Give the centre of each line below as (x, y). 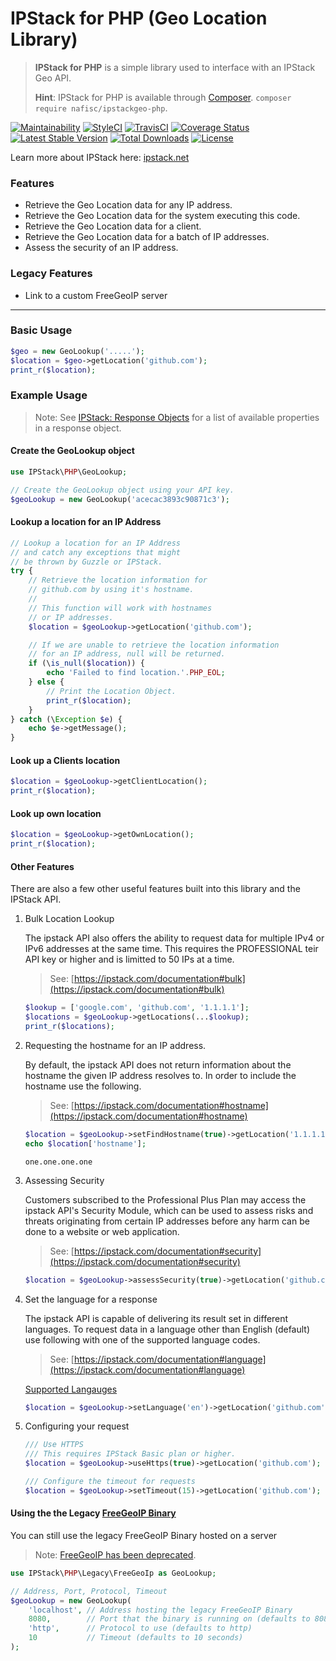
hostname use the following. (83, 1086)
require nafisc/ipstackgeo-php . (101, 108)
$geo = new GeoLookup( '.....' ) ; (77, 351)
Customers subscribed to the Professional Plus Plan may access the (165, 1199)
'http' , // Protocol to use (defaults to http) (140, 1628)
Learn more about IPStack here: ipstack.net (100, 157)
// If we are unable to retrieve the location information (154, 645)
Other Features (42, 866)
